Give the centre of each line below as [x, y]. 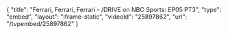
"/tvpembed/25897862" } [42, 24]
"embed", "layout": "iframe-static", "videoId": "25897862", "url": [97, 17]
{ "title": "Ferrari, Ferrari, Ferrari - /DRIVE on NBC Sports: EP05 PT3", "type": [114, 10]
